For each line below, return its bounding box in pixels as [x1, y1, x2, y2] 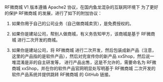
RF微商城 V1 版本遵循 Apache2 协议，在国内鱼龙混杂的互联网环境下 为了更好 [4, 4, 159, 10]
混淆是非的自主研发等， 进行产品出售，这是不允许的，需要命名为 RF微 [16, 60, 157, 65]
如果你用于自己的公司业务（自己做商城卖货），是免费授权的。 [11, 21, 134, 26]
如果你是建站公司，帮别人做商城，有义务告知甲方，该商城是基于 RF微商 [11, 31, 156, 36]
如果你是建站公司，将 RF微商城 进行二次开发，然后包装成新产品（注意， [11, 48, 157, 53]
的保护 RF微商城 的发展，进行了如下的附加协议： [4, 10, 102, 16]
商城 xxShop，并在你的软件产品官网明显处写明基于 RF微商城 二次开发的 [11, 66, 156, 71]
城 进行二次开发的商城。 [11, 37, 61, 43]
